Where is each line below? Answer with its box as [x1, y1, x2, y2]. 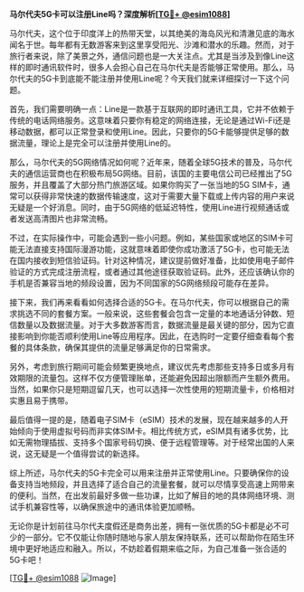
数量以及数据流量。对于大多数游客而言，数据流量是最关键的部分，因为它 [16, 320, 287, 330]
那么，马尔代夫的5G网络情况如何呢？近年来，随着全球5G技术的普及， [9, 157, 269, 167]
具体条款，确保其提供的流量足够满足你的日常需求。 [24, 343, 215, 352]
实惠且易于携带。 [9, 395, 73, 406]
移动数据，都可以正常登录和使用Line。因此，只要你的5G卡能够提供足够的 [9, 127, 282, 136]
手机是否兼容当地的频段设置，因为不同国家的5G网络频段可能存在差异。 [9, 277, 274, 288]
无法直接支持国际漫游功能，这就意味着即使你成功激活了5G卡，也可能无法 [16, 244, 290, 254]
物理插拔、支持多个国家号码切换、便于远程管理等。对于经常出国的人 [33, 437, 287, 447]
